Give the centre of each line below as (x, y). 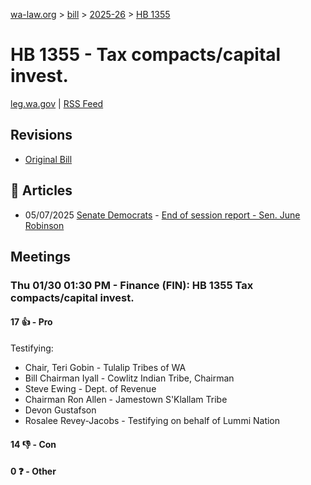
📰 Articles (41, 190)
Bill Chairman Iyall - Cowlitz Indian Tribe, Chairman (129, 378)
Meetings (41, 256)
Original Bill (48, 159)
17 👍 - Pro (31, 322)
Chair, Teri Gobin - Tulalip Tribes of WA (105, 368)
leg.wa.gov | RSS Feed (57, 103)
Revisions (41, 135)
